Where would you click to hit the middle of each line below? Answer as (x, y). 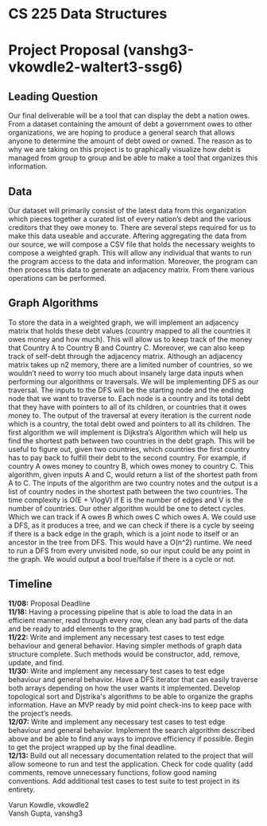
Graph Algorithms (54, 303)
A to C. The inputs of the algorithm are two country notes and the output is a (133, 483)
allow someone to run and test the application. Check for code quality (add (131, 764)
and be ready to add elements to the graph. (79, 629)
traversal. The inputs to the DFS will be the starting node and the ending (126, 390)
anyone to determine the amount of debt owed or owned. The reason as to (130, 141)
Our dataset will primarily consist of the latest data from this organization (127, 210)
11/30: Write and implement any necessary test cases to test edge (116, 671)
